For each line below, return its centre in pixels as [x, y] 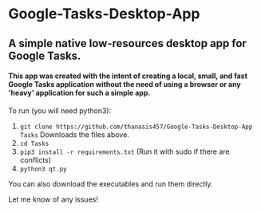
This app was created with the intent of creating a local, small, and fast [128, 76]
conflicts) [36, 159]
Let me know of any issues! [53, 199]
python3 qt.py [43, 169]
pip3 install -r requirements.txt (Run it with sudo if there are [125, 151]
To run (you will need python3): [60, 110]
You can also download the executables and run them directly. [111, 183]
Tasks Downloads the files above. [74, 134]
